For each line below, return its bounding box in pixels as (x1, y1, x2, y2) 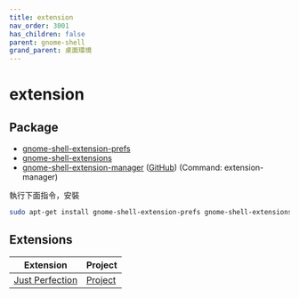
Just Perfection (13, 273, 78, 286)
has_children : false (9, 29, 86, 38)
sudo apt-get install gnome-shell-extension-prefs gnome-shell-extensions (9, 208, 293, 217)
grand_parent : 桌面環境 (9, 46, 92, 55)
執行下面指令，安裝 (9, 190, 80, 201)
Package (9, 119, 60, 134)
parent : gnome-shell (9, 37, 86, 47)
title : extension (9, 12, 74, 22)
